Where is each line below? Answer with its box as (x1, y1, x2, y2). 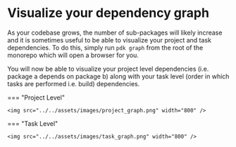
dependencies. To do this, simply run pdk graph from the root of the (7, 43, 204, 52)
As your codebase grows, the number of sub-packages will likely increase (7, 28, 223, 37)
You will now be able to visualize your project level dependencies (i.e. (7, 64, 209, 73)
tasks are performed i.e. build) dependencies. (7, 79, 140, 88)
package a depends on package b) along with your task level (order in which (7, 72, 230, 81)
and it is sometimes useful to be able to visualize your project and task (7, 35, 211, 44)
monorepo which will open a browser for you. (7, 51, 139, 59)
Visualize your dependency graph (7, 5, 210, 21)
